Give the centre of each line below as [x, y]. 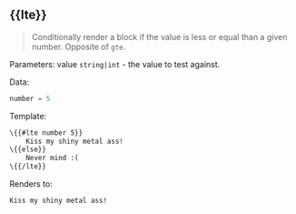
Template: [28, 116]
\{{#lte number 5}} [46, 132]
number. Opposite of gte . [79, 46]
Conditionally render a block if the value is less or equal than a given [159, 36]
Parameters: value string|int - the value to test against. [115, 64]
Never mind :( [52, 158]
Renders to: [31, 184]
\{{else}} [28, 149]
